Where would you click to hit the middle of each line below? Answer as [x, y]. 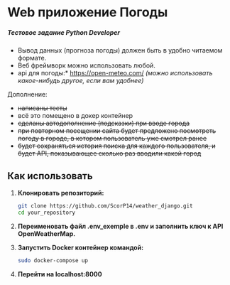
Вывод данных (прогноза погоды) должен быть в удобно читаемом [120, 50]
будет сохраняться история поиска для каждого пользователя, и [116, 146]
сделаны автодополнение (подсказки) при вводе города [104, 123]
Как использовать [50, 176]
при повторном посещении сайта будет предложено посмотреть [117, 131]
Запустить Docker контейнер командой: [81, 247]
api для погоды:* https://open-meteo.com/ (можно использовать [115, 73]
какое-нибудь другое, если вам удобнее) [81, 81]
